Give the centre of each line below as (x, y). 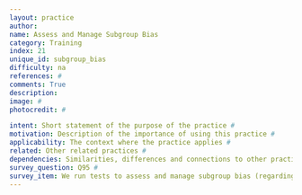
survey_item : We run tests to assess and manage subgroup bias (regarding (152, 176)
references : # (36, 76)
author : (24, 26)
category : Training (46, 43)
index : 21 (28, 51)
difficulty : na (38, 68)
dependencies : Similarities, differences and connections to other (138, 159)
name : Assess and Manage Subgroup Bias (84, 34)
